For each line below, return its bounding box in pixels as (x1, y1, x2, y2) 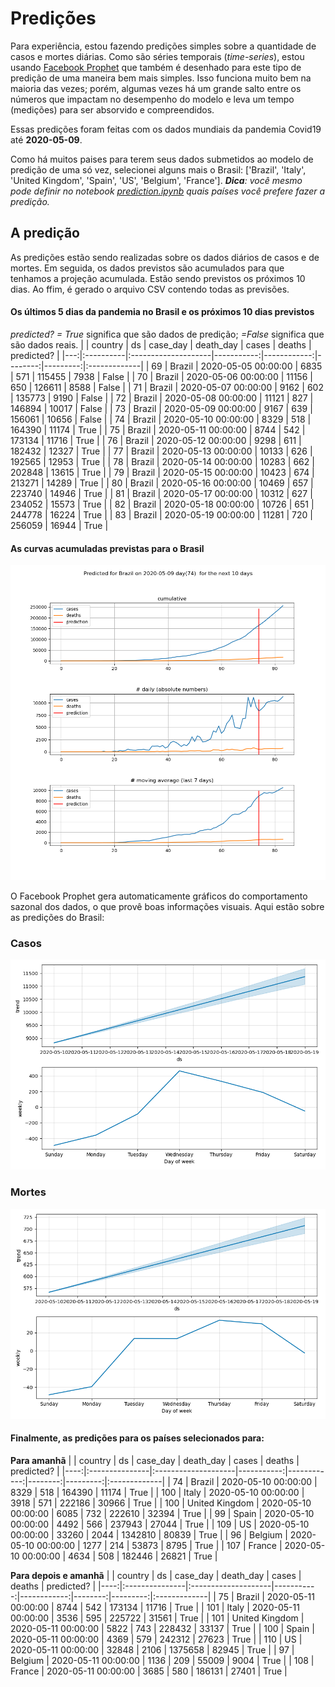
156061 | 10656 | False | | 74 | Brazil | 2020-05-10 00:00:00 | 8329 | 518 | (10, 413, 312, 425)
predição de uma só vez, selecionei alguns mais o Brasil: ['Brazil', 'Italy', (10, 163, 307, 176)
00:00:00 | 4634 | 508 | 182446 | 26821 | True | (21, 1550, 218, 1562)
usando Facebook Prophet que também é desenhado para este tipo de (10, 61, 302, 73)
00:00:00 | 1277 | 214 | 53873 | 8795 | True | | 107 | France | (36, 1539, 283, 1551)
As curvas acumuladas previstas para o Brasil (10, 542, 205, 554)
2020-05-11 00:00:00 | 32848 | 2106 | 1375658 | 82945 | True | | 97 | (10, 1643, 295, 1656)
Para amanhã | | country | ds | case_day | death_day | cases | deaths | (10, 1454, 300, 1466)
